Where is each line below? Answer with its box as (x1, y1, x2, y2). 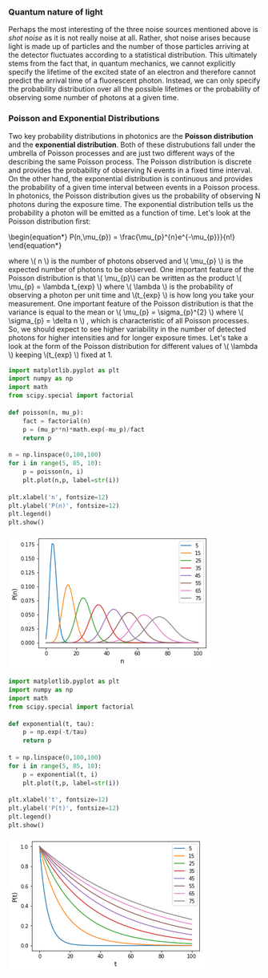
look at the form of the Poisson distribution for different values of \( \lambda (8, 341, 258, 351)
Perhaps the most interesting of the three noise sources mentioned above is (8, 25, 258, 34)
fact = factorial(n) (22, 416, 91, 425)
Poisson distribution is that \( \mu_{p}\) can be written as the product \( (8, 273, 242, 282)
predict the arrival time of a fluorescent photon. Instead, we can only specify (8, 75, 261, 86)
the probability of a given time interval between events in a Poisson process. (8, 182, 260, 192)
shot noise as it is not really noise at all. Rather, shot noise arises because (8, 33, 250, 43)
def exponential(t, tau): (8, 720, 94, 728)
